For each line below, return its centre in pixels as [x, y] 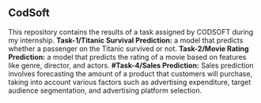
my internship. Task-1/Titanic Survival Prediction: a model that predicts [126, 40]
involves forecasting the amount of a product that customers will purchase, [130, 73]
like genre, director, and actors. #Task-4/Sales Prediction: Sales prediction [131, 65]
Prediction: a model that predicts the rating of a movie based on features [127, 57]
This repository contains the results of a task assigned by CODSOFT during [131, 31]
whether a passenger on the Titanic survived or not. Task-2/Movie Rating [129, 48]
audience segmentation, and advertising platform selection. [105, 90]
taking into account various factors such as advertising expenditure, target [130, 82]
